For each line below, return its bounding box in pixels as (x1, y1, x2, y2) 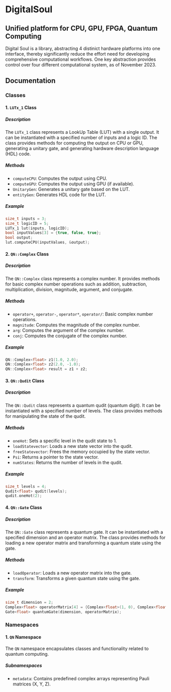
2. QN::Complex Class (5, 251, 49, 257)
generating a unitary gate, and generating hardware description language (5, 145, 159, 151)
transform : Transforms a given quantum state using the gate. (12, 575, 140, 581)
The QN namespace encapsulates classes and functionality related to (5, 645, 149, 652)
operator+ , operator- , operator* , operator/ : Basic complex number (12, 311, 154, 317)
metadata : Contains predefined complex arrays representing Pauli (12, 675, 150, 681)
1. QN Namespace (5, 634, 42, 640)
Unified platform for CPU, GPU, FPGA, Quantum (5, 24, 158, 33)
